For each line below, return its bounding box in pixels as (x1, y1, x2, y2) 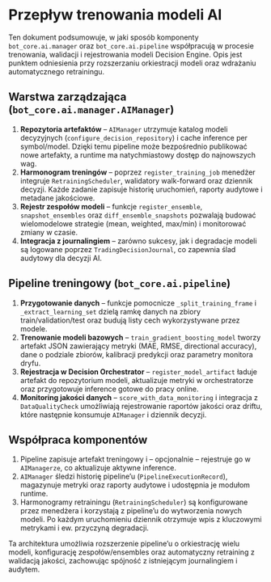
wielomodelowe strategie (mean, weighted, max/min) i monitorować (19, 218, 247, 228)
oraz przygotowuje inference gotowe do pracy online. (19, 384, 200, 394)
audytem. (8, 564, 40, 575)
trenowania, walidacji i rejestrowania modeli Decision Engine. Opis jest (8, 49, 243, 59)
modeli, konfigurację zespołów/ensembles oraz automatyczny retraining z (8, 547, 255, 557)
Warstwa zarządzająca (8, 91, 127, 104)
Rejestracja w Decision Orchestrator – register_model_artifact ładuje (19, 366, 257, 377)
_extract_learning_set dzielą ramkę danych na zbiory (19, 306, 201, 316)
